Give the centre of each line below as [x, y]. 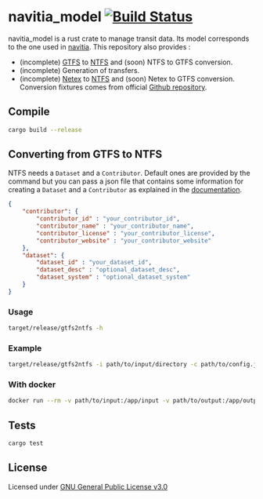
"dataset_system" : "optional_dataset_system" [113, 277]
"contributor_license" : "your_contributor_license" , [126, 233]
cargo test [26, 443]
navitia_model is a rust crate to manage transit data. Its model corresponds [129, 38]
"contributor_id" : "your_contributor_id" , [108, 219]
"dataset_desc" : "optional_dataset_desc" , [108, 270]
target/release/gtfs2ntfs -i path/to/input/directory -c [103, 365]
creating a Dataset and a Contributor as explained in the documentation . [125, 190]
